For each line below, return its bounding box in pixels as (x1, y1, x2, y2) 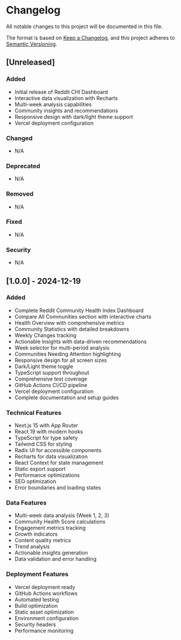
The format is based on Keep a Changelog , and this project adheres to (6, 34, 175, 41)
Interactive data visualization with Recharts (14, 94, 118, 101)
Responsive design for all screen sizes (14, 357, 107, 364)
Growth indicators (14, 531, 58, 538)
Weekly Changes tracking (14, 331, 77, 338)
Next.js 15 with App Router (14, 422, 79, 429)
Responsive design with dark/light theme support (14, 113, 133, 120)
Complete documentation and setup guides (14, 393, 119, 401)
